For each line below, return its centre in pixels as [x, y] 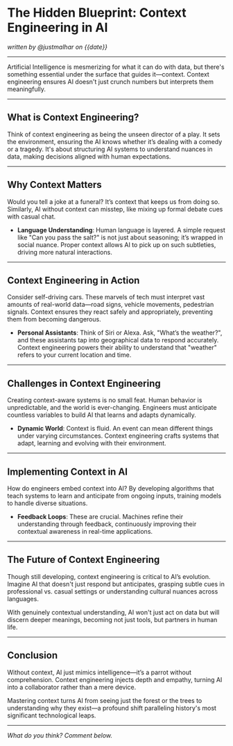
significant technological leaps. [52, 715]
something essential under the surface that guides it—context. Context [108, 74]
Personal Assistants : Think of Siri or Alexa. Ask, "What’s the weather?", [120, 333]
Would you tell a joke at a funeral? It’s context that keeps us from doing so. [113, 201]
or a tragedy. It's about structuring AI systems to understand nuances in [110, 149]
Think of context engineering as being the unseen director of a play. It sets [114, 134]
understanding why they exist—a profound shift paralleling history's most [112, 708]
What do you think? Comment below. [60, 735]
